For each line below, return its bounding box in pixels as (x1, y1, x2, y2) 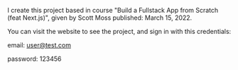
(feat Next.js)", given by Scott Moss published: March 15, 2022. (7, 13, 193, 22)
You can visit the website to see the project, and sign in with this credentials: (7, 28, 232, 35)
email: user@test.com (7, 41, 71, 49)
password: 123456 (7, 54, 62, 63)
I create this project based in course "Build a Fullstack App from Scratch (7, 6, 219, 14)
